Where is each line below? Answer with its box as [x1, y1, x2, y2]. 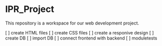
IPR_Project [5, 3, 54, 15]
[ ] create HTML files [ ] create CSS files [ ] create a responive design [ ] [5, 29, 154, 35]
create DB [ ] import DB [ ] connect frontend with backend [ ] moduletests [5, 35, 157, 41]
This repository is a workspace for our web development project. [5, 20, 139, 26]
